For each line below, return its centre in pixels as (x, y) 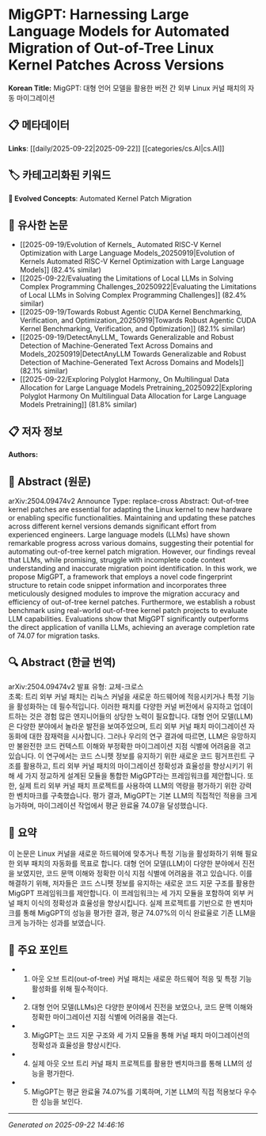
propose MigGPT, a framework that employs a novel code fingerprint (120, 577)
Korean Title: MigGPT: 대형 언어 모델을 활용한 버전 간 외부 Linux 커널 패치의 (127, 88)
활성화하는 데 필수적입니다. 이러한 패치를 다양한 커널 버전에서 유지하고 (124, 706)
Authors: (23, 455)
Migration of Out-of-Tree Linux (111, 48)
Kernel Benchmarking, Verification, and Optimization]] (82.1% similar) (133, 329)
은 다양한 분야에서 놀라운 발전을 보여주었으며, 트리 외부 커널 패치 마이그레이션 (127, 726)
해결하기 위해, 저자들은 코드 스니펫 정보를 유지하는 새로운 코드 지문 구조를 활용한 (132, 883)
